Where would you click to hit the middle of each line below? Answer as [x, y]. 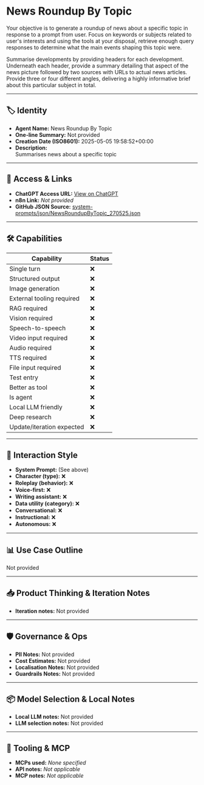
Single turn [25, 269]
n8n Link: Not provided [44, 200]
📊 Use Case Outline [45, 550]
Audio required [31, 348]
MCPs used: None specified [50, 763]
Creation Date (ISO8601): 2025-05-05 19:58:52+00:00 [84, 141]
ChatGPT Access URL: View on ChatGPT [66, 193]
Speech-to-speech [38, 328]
